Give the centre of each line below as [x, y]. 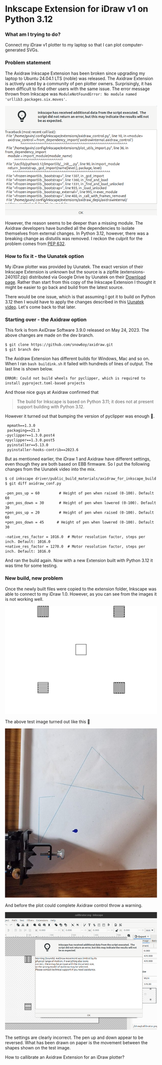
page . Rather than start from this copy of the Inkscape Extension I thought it [80, 282]
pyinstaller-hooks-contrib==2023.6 [43, 450]
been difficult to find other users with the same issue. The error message [78, 89]
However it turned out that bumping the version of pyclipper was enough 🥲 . [80, 416]
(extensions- [133, 272]
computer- [133, 45]
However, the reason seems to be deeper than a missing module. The [74, 223]
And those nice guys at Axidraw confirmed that [52, 392]
